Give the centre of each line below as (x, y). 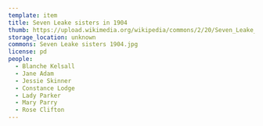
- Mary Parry (36, 103)
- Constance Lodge (45, 88)
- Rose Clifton (40, 110)
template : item (33, 15)
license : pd (27, 52)
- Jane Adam (35, 74)
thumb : (19, 30)
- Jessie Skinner (43, 81)
